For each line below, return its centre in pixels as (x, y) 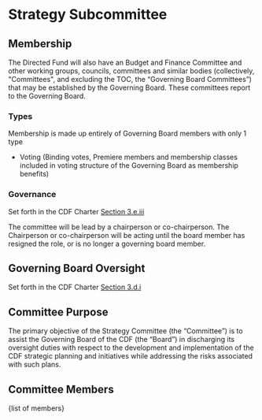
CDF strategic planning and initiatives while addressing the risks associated (131, 356)
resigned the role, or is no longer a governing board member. (107, 243)
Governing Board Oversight (77, 268)
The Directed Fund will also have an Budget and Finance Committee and (125, 62)
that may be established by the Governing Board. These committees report (129, 87)
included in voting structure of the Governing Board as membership (129, 165)
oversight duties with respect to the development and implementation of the (131, 348)
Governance (32, 195)
